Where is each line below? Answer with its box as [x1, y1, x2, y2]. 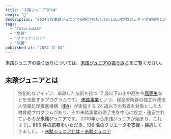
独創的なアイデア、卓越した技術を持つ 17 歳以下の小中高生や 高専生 [17, 90, 158, 96]
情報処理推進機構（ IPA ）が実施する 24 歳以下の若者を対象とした [22, 103, 158, 109]
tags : [5, 21, 17, 27]
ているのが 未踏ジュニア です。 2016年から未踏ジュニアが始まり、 [17, 116, 153, 122]
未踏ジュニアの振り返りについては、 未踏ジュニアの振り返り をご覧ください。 [5, 59, 165, 66]
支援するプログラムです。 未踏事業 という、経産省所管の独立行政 [26, 97, 161, 103]
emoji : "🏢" [5, 12, 28, 17]
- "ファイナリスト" [10, 36, 46, 41]
